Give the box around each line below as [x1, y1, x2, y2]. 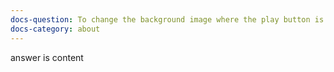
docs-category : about [10, 24, 101, 34]
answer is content [10, 51, 84, 63]
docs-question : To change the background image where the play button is [10, 14, 325, 25]
